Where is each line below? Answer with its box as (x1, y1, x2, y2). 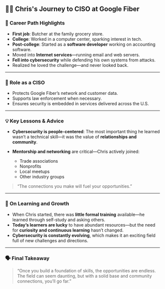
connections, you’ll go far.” (17, 278, 72, 284)
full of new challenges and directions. (12, 237, 88, 243)
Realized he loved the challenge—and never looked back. (12, 62, 129, 68)
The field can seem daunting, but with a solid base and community (17, 273, 152, 279)
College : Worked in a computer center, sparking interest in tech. (12, 36, 142, 42)
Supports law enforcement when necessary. (12, 95, 102, 101)
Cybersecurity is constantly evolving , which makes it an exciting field (12, 232, 156, 238)
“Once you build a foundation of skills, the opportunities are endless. (17, 267, 156, 273)
